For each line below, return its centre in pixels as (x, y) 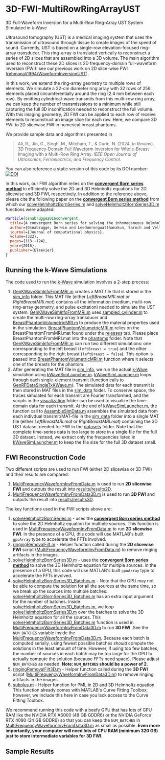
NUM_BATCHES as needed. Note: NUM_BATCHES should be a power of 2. (80, 664)
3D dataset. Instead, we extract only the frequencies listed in (74, 437)
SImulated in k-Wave (26, 27)
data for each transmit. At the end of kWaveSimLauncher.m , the (93, 406)
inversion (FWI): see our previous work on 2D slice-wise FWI (67, 68)
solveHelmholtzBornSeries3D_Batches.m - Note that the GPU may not (83, 581)
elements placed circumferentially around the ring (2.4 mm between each (80, 93)
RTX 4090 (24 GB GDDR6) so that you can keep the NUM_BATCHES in (73, 720)
